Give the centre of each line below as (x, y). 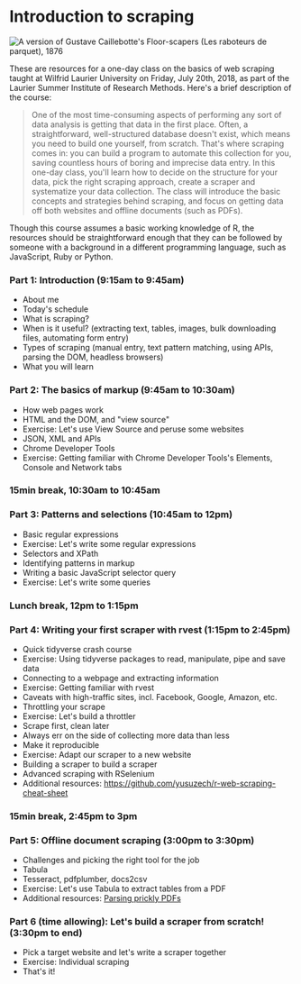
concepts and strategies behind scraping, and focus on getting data (157, 201)
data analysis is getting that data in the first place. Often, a (140, 124)
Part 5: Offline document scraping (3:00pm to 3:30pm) (132, 840)
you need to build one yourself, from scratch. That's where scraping (158, 143)
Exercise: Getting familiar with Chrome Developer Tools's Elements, (147, 458)
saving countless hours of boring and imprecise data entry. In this (153, 162)
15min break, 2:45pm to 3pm (73, 815)
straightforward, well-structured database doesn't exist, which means (161, 133)
